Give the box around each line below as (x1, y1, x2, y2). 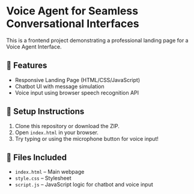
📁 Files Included (6, 152, 67, 162)
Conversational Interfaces (6, 17, 139, 31)
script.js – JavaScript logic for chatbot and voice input (14, 181, 153, 188)
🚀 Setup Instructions (6, 107, 85, 117)
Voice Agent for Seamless (6, 4, 139, 18)
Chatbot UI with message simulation (14, 83, 105, 90)
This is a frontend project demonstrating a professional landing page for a (6, 37, 189, 44)
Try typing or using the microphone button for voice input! (14, 135, 159, 142)
